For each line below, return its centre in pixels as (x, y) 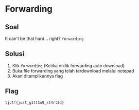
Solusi (15, 54)
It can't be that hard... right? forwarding (44, 38)
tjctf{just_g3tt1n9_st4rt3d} (35, 102)
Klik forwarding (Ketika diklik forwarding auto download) (68, 65)
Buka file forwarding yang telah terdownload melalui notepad (73, 71)
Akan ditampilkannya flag (37, 76)
